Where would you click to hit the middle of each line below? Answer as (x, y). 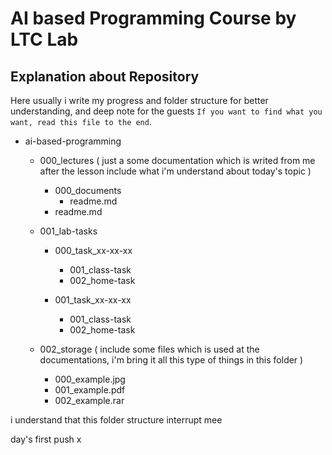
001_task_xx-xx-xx (93, 300)
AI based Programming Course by (153, 18)
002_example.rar (89, 400)
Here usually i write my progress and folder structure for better (139, 100)
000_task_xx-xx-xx (93, 250)
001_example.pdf (90, 390)
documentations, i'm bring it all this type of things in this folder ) (171, 360)
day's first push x (46, 439)
